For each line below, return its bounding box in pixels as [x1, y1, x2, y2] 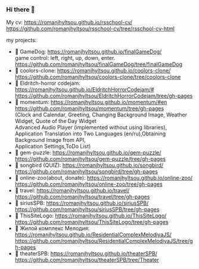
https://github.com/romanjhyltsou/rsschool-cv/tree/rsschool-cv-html [6, 25, 175, 32]
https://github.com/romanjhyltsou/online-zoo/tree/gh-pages [14, 181, 163, 188]
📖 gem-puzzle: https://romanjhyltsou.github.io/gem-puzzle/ [14, 149, 162, 156]
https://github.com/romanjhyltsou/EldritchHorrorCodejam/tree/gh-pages [14, 92, 193, 100]
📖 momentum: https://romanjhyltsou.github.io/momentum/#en [14, 99, 167, 106]
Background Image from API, [14, 137, 86, 144]
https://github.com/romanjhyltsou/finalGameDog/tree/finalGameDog [14, 61, 183, 68]
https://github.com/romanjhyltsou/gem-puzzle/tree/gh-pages [14, 156, 166, 163]
